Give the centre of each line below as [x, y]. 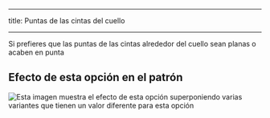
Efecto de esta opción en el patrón [96, 77]
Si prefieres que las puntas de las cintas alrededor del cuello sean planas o [132, 44]
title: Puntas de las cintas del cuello [67, 20]
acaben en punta [36, 52]
